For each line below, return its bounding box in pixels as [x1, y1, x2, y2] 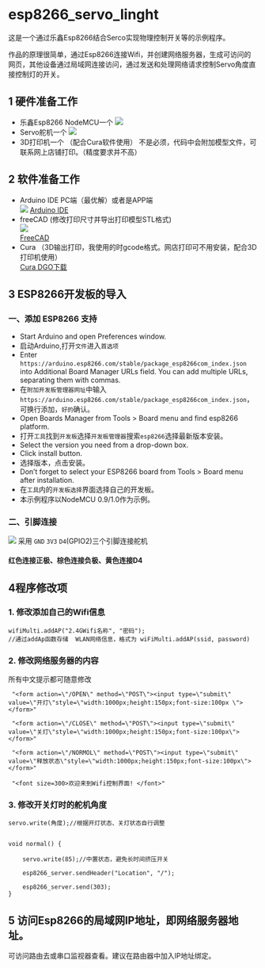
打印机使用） [19, 252, 62, 262]
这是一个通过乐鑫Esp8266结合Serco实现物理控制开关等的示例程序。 [8, 33, 230, 42]
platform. [19, 422, 50, 431]
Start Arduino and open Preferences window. [19, 331, 167, 342]
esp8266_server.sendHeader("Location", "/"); [22, 870, 176, 878]
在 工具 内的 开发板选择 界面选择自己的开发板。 [19, 485, 159, 495]
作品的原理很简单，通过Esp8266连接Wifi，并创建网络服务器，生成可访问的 [8, 49, 252, 59]
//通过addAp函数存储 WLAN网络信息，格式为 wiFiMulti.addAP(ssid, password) [8, 635, 251, 643]
